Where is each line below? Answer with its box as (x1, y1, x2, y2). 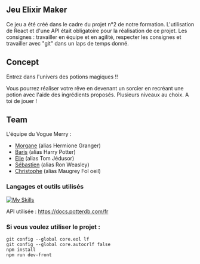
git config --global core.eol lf (6, 236, 90, 242)
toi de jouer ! (6, 97, 38, 104)
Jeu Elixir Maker (6, 5, 67, 15)
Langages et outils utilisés (6, 183, 84, 191)
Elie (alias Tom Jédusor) (14, 155, 75, 162)
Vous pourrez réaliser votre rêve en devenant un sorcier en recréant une (6, 84, 184, 92)
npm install (6, 247, 36, 253)
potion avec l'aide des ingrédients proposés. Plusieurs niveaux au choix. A (6, 91, 189, 98)
